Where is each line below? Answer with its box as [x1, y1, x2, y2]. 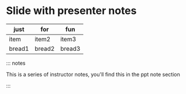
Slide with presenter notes [6, 4, 137, 18]
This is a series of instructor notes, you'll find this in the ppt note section [6, 71, 180, 78]
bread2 [35, 44, 55, 53]
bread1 [9, 44, 29, 53]
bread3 [60, 44, 81, 53]
